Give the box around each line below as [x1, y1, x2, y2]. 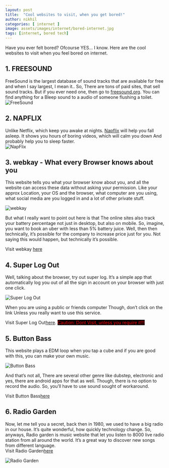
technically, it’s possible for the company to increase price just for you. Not [5, 231, 161, 237]
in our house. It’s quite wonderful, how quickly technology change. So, [5, 426, 152, 432]
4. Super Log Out [5, 261, 60, 269]
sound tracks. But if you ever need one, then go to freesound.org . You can [5, 89, 160, 95]
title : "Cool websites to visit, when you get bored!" [5, 12, 125, 17]
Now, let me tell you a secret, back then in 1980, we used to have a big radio [5, 421, 163, 427]
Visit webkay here [5, 246, 43, 252]
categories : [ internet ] [5, 21, 60, 27]
